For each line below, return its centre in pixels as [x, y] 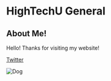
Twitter [15, 60]
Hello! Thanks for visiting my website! [53, 48]
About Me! [27, 34]
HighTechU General [56, 11]
